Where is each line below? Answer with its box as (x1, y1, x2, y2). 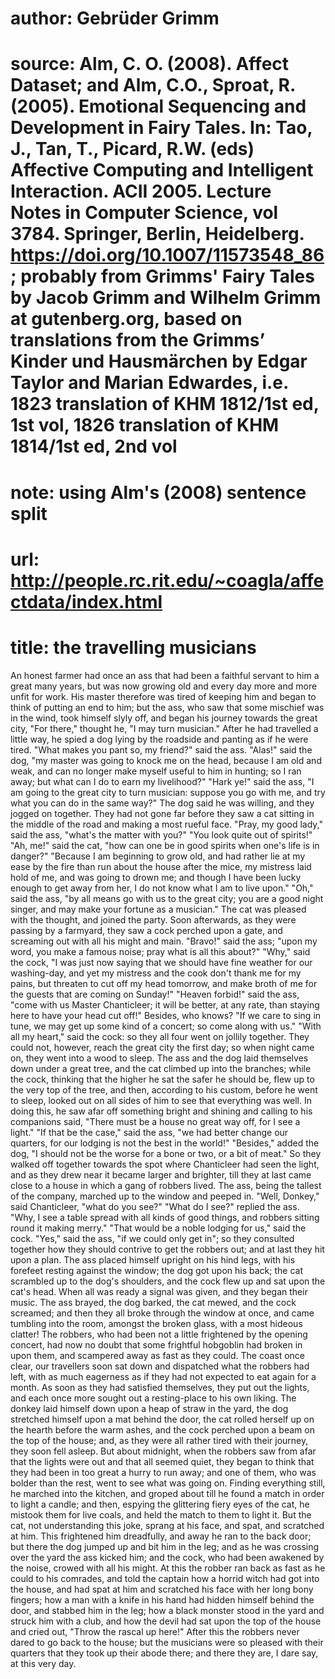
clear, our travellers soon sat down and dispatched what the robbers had (10, 1360, 310, 1372)
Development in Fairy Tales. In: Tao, (10, 117, 313, 139)
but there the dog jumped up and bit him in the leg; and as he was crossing (10, 1540, 320, 1552)
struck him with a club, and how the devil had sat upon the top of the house (10, 1615, 322, 1627)
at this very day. (10, 1657, 77, 1669)
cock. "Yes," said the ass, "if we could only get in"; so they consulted (10, 1232, 295, 1244)
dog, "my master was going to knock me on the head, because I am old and (10, 754, 322, 766)
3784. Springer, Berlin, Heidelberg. (10, 223, 305, 246)
